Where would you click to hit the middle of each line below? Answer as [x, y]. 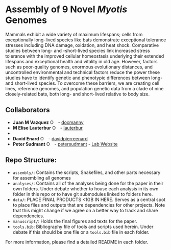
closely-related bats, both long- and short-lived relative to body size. [78, 94]
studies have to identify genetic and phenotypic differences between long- [84, 78]
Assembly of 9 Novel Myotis [66, 9]
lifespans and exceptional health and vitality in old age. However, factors [81, 61]
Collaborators [28, 110]
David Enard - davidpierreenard [50, 138]
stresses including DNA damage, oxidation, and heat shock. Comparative [82, 45]
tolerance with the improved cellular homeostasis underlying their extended [85, 56]
